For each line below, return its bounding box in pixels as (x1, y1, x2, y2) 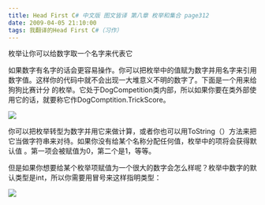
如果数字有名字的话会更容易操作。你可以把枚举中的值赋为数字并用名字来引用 (8, 65, 257, 75)
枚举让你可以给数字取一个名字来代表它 (8, 49, 132, 58)
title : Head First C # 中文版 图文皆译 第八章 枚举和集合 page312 (8, 11, 210, 20)
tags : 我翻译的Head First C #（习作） (8, 26, 123, 34)
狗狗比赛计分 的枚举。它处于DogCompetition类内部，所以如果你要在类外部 (8, 85, 250, 95)
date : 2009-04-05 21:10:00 (8, 19, 97, 27)
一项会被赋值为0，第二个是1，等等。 (37, 147, 156, 156)
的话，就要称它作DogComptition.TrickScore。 (21, 95, 171, 105)
